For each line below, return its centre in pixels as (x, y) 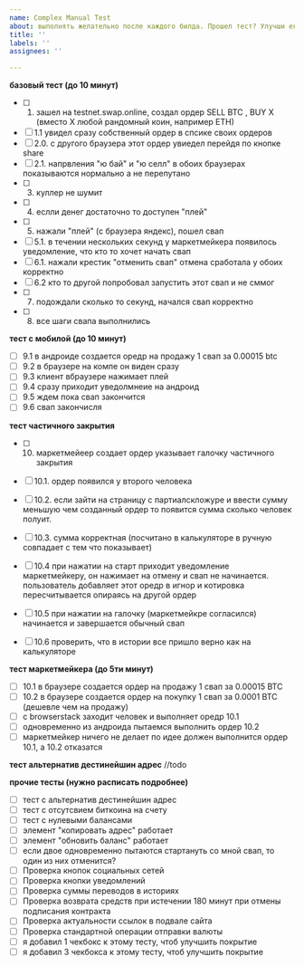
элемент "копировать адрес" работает (98, 830)
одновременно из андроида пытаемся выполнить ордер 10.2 (141, 726)
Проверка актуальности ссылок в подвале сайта (117, 921)
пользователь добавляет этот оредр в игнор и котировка (133, 585)
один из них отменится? (69, 861)
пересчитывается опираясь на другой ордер (109, 595)
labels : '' (30, 43)
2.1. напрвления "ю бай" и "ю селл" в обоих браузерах (140, 164)
